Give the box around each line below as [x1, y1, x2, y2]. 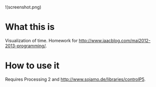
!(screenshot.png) [5, 4, 42, 10]
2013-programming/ [5, 43, 46, 49]
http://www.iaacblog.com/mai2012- [78, 37, 151, 43]
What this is [5, 22, 55, 32]
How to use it [5, 60, 60, 71]
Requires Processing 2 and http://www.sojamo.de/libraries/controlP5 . [5, 76, 146, 82]
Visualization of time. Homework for [5, 37, 78, 43]
